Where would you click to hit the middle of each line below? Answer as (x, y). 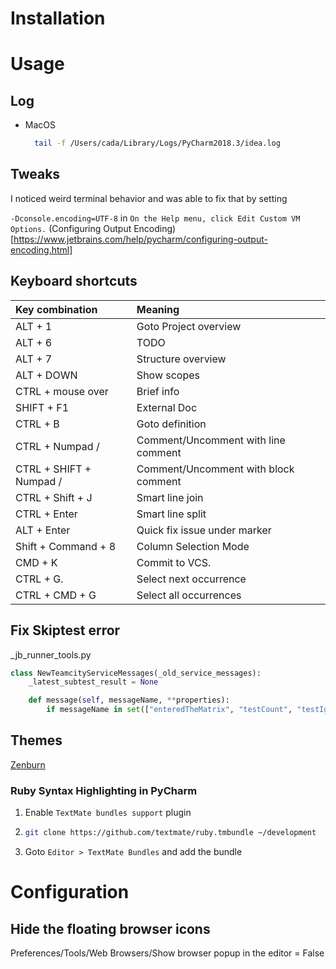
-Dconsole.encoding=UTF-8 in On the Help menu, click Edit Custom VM (155, 218)
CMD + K (36, 562)
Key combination (56, 309)
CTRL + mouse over (62, 391)
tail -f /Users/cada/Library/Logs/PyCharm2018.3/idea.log (157, 143)
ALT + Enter (43, 530)
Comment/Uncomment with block (215, 469)
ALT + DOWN (46, 375)
